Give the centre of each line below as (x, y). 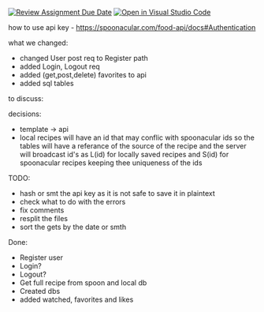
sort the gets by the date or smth (73, 227)
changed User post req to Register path (84, 58)
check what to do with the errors (73, 202)
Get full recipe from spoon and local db (83, 283)
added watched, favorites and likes (76, 299)
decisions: (25, 114)
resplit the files (44, 218)
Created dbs (40, 291)
